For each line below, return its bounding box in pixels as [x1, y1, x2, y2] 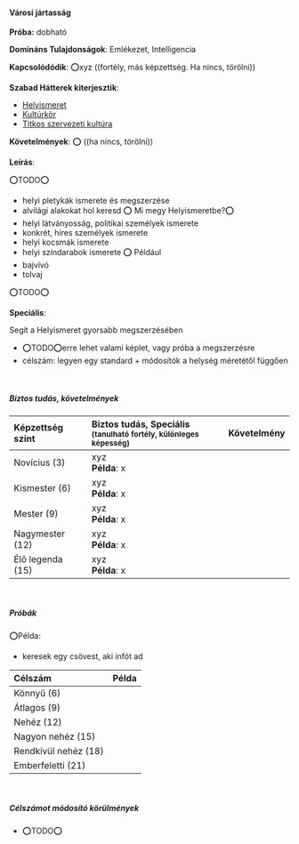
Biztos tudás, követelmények [9, 392, 119, 404]
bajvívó [21, 260, 50, 270]
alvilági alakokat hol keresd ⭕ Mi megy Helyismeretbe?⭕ [21, 205, 234, 216]
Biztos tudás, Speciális [92, 418, 190, 430]
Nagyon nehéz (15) [13, 730, 96, 743]
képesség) [92, 438, 131, 448]
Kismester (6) [13, 482, 71, 494]
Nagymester [13, 527, 66, 540]
